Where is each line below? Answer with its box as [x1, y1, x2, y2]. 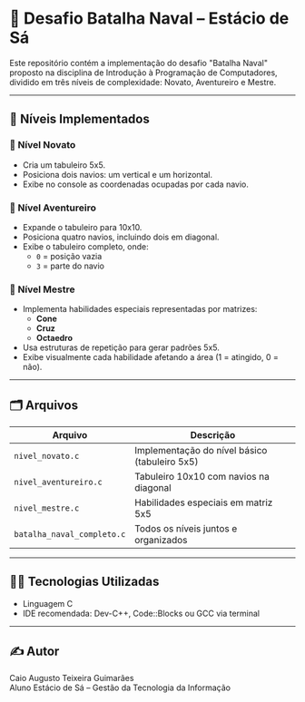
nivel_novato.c [14, 451, 80, 462]
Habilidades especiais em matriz [134, 496, 273, 509]
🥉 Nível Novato [9, 139, 76, 151]
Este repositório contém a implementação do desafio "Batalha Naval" [9, 57, 268, 68]
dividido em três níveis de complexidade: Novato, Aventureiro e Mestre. [9, 76, 277, 87]
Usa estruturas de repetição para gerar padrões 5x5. [22, 342, 221, 353]
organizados [134, 534, 188, 547]
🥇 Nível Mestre [9, 283, 75, 296]
